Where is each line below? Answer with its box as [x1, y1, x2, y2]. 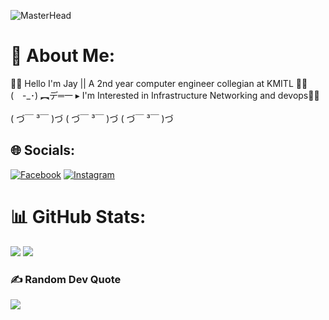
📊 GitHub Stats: [10, 205, 147, 228]
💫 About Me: [10, 45, 116, 67]
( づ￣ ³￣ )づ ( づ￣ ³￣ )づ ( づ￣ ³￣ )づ [10, 112, 174, 124]
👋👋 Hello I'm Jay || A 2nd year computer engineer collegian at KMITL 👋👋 [10, 77, 308, 89]
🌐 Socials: [10, 142, 76, 159]
